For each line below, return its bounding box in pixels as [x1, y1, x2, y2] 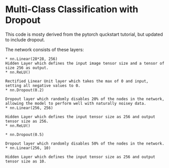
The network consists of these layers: [5, 46, 84, 52]
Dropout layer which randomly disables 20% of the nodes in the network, [5, 96, 165, 101]
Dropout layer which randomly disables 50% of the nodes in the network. [5, 141, 165, 146]
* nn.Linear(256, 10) [5, 145, 51, 151]
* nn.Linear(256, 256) [5, 105, 53, 110]
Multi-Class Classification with [5, 4, 139, 15]
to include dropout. [5, 37, 45, 43]
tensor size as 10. [5, 159, 47, 164]
